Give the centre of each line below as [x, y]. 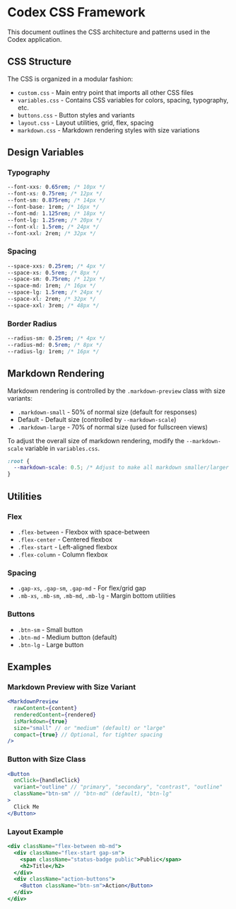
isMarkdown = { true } [41, 721]
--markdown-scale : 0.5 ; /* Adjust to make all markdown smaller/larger [122, 468]
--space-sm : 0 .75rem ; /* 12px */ [57, 279]
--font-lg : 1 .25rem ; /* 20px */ [55, 220]
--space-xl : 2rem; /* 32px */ [52, 299]
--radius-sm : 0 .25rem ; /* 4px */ [57, 338]
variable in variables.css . [62, 448]
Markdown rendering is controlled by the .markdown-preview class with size [117, 391]
